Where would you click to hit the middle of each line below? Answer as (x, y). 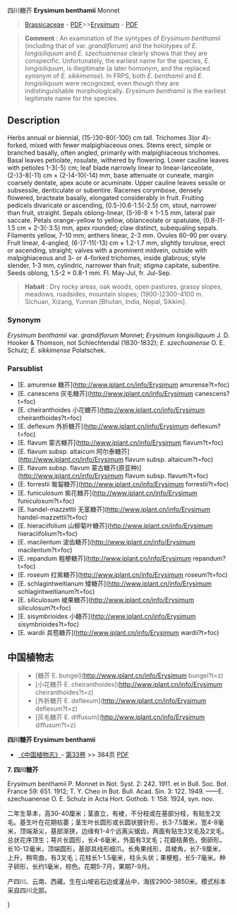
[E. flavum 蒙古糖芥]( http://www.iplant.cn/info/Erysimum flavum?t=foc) (120, 443)
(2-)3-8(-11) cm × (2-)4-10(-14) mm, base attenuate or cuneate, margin (110, 175)
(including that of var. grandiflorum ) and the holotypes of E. (111, 46)
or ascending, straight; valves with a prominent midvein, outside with (107, 250)
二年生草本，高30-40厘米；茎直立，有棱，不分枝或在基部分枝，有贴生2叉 (114, 814)
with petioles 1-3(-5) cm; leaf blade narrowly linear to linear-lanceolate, (110, 168)
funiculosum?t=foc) (46, 501)
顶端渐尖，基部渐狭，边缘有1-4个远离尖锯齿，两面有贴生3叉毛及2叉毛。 (124, 831)
